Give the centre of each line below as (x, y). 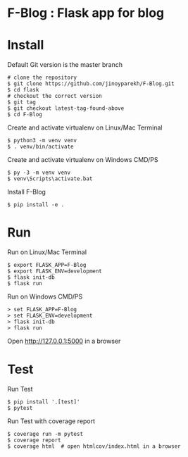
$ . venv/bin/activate (40, 147)
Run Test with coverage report (51, 421)
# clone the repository (42, 78)
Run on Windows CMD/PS (45, 296)
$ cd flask (23, 90)
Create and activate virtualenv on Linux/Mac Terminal (85, 127)
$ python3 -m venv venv (42, 141)
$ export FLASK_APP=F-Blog (47, 265)
